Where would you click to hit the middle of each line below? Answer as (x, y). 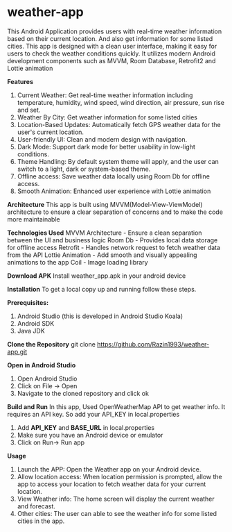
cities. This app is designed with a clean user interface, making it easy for (112, 46)
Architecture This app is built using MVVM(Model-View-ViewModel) (105, 204)
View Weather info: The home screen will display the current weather (116, 499)
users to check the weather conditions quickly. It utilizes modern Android (111, 53)
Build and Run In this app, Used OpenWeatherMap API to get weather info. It (116, 406)
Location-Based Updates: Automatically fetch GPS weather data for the (119, 124)
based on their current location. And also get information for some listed (110, 38)
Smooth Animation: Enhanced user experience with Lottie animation (114, 191)
